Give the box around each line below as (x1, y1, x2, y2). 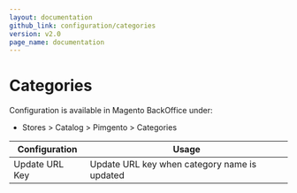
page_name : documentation (9, 37, 104, 47)
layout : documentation (9, 12, 93, 22)
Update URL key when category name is (89, 158, 257, 171)
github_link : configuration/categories (9, 21, 156, 30)
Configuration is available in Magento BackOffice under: (9, 105, 213, 116)
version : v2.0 (9, 29, 62, 38)
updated (89, 169, 126, 181)
